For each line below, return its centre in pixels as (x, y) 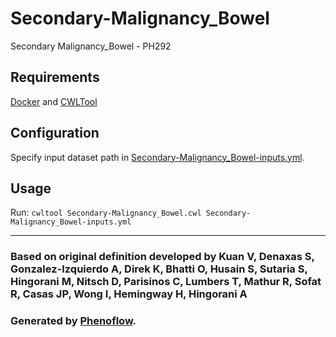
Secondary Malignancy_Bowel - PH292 (91, 46)
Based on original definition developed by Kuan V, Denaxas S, (162, 257)
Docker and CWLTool (54, 101)
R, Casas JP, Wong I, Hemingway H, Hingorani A (129, 294)
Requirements (55, 77)
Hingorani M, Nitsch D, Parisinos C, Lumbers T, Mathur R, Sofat (166, 282)
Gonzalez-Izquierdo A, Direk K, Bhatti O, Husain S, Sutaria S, (159, 269)
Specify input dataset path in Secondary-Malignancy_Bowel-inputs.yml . (157, 157)
